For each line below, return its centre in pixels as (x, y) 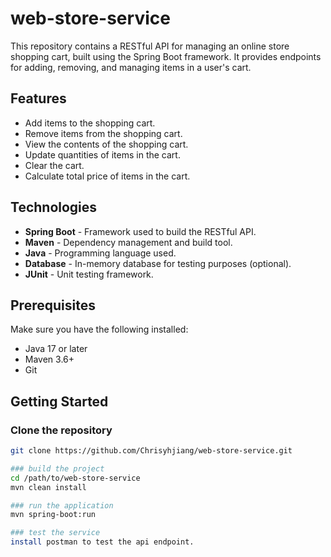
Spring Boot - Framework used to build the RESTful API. (140, 231)
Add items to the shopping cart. (90, 123)
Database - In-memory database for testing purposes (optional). (158, 263)
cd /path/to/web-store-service (75, 478)
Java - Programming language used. (100, 253)
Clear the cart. (54, 165)
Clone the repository (61, 430)
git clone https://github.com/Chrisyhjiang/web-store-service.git (151, 451)
